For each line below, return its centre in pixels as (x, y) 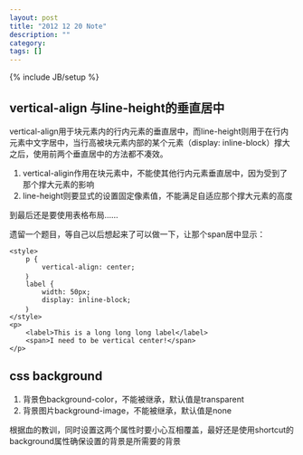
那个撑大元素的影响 (58, 184)
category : (28, 43)
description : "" (40, 34)
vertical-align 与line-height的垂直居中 (117, 108)
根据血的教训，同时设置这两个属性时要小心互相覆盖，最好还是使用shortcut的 (151, 430)
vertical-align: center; (89, 267)
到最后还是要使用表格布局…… (64, 214)
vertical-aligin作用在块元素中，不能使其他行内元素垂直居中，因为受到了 (155, 173)
